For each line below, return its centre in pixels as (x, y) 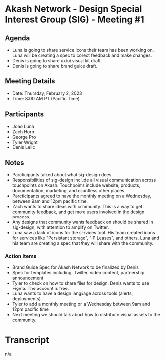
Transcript (27, 340)
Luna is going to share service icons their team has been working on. (83, 50)
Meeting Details (30, 81)
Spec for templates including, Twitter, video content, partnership (78, 272)
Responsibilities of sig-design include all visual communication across (84, 180)
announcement (28, 278)
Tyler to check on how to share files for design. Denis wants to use (81, 283)
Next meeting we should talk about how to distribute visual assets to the (86, 314)
